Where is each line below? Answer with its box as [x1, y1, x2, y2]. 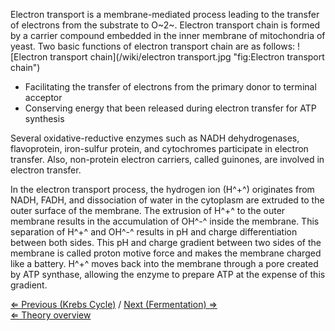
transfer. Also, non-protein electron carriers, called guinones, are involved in [10, 154, 325, 165]
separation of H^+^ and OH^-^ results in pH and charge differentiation [10, 226, 298, 238]
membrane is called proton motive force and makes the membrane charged [10, 247, 322, 259]
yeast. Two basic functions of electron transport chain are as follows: [10, 40, 296, 52]
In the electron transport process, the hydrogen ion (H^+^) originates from [10, 184, 315, 195]
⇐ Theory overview [10, 309, 92, 321]
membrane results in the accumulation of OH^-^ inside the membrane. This [10, 215, 320, 227]
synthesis [24, 113, 65, 124]
